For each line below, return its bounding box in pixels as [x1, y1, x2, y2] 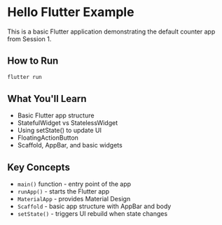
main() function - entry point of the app [17, 180, 132, 189]
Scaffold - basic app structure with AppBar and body [17, 202, 172, 210]
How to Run [7, 55, 59, 67]
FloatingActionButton [17, 133, 79, 142]
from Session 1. [7, 34, 52, 43]
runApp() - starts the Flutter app [17, 187, 110, 196]
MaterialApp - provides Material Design [17, 195, 131, 203]
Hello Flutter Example [7, 4, 134, 20]
